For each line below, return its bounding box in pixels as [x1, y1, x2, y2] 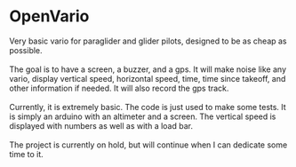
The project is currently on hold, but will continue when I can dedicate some [9, 139, 288, 150]
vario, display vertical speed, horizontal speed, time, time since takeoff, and [9, 73, 286, 83]
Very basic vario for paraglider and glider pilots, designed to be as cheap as [9, 36, 287, 46]
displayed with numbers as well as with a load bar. [9, 120, 194, 131]
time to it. [9, 148, 44, 159]
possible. [9, 44, 43, 55]
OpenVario [9, 6, 90, 27]
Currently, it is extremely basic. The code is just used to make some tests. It [9, 101, 286, 112]
